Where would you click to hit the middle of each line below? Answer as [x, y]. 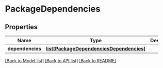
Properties [21, 27]
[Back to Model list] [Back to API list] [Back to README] [61, 61]
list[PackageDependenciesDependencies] [96, 49]
